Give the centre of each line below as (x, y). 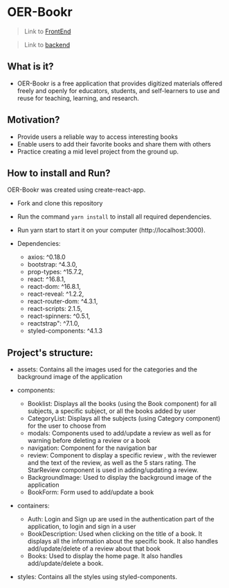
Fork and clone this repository (60, 203)
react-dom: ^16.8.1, (54, 287)
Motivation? (34, 120)
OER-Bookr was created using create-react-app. (76, 190)
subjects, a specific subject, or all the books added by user (111, 411)
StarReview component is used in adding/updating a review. (113, 470)
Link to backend (47, 44)
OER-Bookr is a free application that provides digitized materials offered (120, 83)
